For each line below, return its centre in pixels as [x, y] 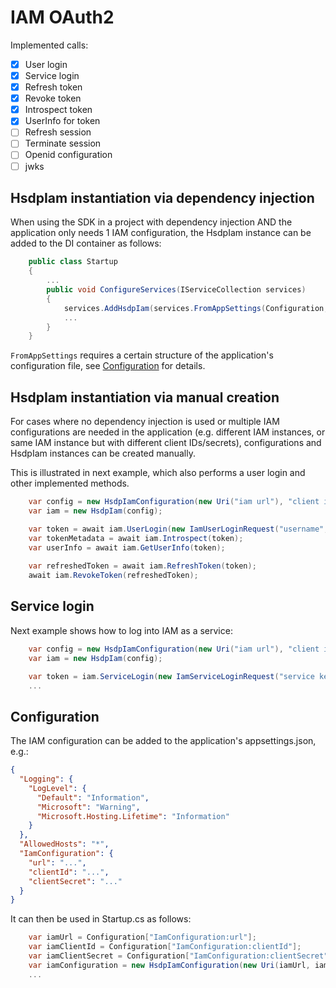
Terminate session [63, 143]
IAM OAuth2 [62, 17]
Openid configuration [68, 155]
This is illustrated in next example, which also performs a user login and [158, 473]
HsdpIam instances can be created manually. [103, 453]
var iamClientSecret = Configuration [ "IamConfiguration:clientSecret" [178, 956]
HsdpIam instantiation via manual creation [145, 397]
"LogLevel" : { [57, 788]
